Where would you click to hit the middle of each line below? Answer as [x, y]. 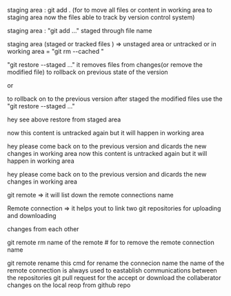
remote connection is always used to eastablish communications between [112, 270]
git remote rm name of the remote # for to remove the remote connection [111, 242]
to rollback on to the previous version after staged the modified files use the [115, 99]
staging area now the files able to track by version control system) [101, 17]
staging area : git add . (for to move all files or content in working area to [110, 10]
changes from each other [43, 229]
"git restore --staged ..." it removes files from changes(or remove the [105, 65]
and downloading [32, 216]
